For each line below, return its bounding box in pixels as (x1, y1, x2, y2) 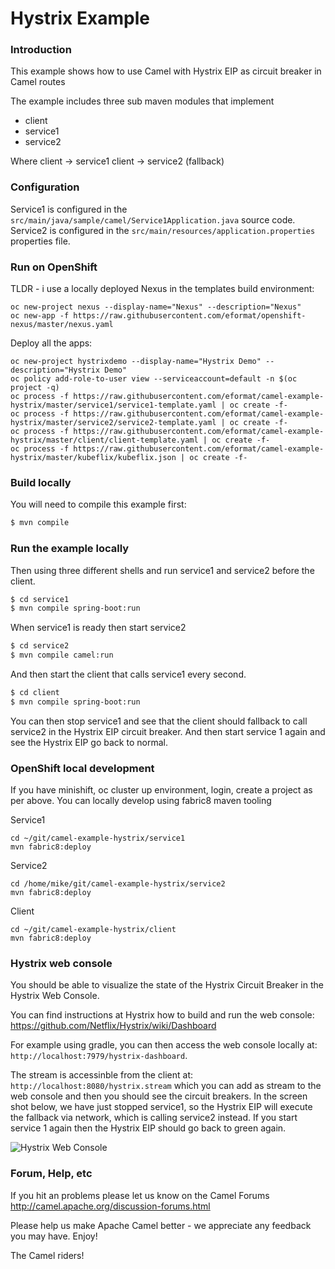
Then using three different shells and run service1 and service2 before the (10, 564, 315, 576)
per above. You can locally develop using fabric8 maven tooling (10, 795, 272, 807)
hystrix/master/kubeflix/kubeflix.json (10, 453, 177, 463)
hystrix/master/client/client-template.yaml (10, 435, 199, 446)
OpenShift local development (10, 761, 155, 775)
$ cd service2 (10, 641, 70, 651)
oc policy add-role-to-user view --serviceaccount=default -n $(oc (10, 374, 298, 384)
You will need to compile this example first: (10, 498, 187, 511)
